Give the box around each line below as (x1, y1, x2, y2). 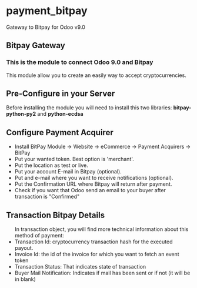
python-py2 (6, 110, 36, 118)
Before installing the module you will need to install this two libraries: (6, 104, 172, 111)
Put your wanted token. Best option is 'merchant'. (14, 156, 134, 163)
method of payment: (14, 232, 65, 239)
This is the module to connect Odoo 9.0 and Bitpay (6, 58, 153, 66)
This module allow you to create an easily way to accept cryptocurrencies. (6, 72, 186, 79)
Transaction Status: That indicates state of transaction (14, 263, 146, 270)
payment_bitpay (6, 4, 88, 18)
